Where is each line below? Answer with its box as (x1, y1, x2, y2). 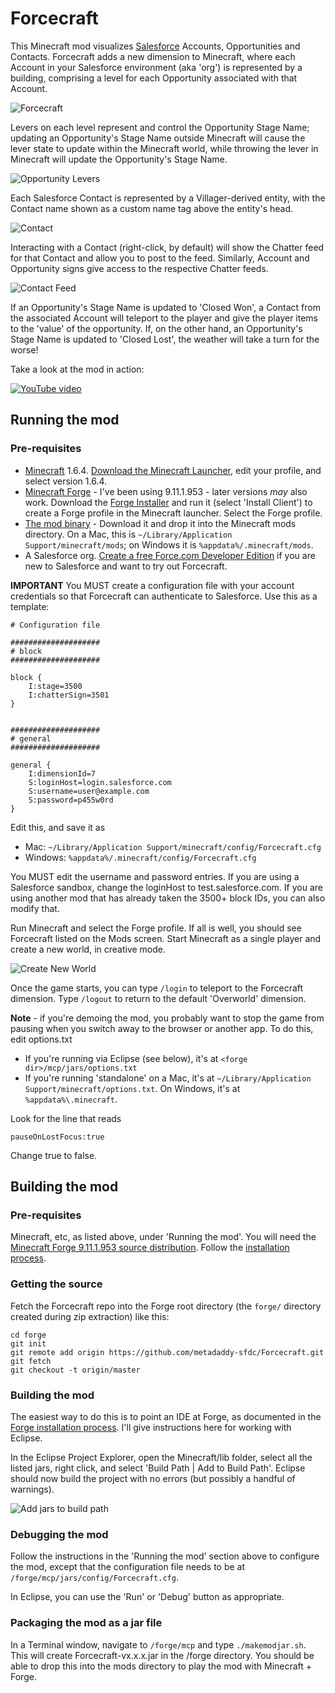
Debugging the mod (10, 1527, 109, 1541)
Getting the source (10, 1277, 103, 1291)
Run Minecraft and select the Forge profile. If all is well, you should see (10, 922, 302, 934)
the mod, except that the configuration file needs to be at (10, 1561, 246, 1573)
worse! (10, 343, 39, 356)
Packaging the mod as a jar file (10, 1616, 163, 1630)
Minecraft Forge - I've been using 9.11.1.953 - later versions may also (24, 485, 308, 497)
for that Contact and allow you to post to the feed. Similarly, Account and (10, 252, 310, 264)
